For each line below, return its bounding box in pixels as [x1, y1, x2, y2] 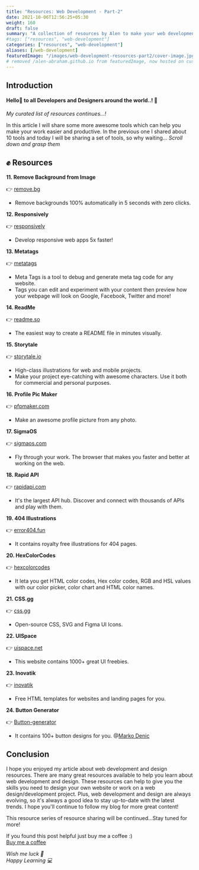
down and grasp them [6, 141, 60, 148]
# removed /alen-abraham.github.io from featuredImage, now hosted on [6, 58, 184, 64]
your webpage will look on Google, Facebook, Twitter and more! [14, 292, 171, 299]
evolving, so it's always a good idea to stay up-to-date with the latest [6, 796, 175, 803]
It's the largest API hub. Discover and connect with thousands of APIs [14, 496, 185, 504]
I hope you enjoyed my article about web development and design [6, 765, 168, 772]
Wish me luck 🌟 [6, 850, 44, 857]
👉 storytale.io [6, 353, 41, 360]
